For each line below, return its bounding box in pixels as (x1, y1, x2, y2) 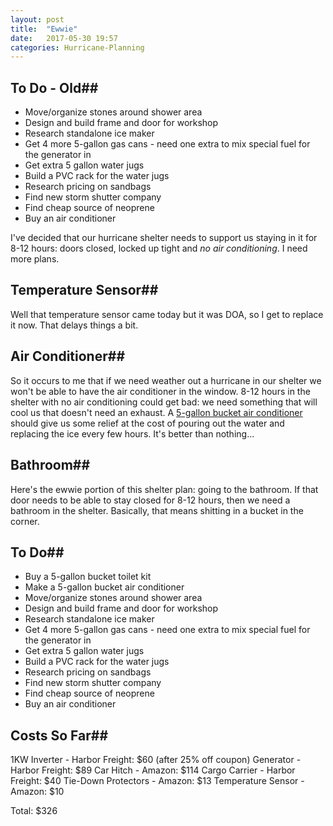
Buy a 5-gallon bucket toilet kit (24, 571, 152, 583)
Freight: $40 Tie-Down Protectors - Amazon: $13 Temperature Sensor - (10, 775, 305, 787)
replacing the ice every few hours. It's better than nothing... (10, 427, 255, 440)
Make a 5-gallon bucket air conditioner (24, 581, 185, 593)
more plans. (10, 253, 60, 265)
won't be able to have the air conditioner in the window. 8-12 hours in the (10, 385, 311, 397)
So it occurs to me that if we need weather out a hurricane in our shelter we (10, 374, 322, 386)
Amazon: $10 (10, 786, 65, 798)
